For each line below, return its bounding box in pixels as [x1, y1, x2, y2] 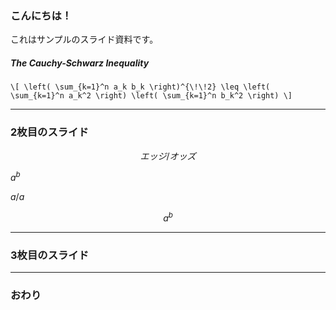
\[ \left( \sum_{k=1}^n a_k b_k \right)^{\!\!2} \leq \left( [10, 82, 271, 92]
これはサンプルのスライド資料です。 [10, 33, 159, 46]
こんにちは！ [10, 8, 73, 22]
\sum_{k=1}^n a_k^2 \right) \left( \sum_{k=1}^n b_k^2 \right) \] [10, 91, 293, 101]
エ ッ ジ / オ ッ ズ [139, 150, 197, 162]
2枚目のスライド [10, 125, 89, 139]
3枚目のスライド [10, 248, 90, 262]
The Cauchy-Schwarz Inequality [10, 57, 150, 69]
